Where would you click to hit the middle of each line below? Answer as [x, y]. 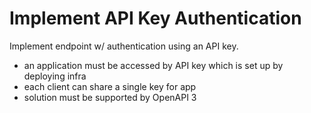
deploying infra [55, 76]
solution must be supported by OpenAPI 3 [110, 97]
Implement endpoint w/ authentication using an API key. [124, 46]
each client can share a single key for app [110, 86]
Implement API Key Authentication [155, 18]
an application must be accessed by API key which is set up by [153, 65]
